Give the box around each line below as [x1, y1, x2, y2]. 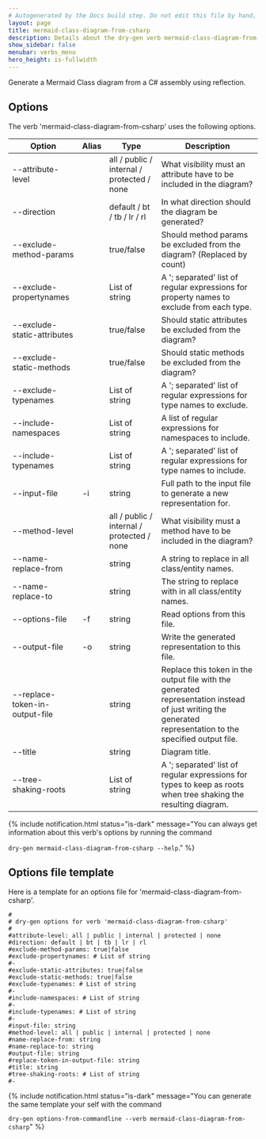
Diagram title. [161, 746, 211, 757]
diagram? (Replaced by [161, 249, 248, 260]
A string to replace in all [161, 552, 249, 564]
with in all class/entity [161, 586, 242, 597]
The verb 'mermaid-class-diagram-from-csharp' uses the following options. [8, 121, 256, 131]
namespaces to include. [161, 432, 250, 443]
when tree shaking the [161, 789, 245, 800]
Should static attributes [161, 314, 248, 325]
